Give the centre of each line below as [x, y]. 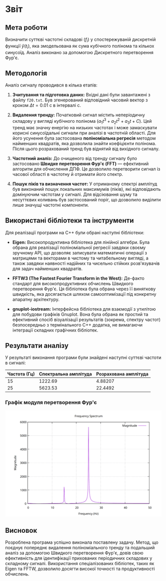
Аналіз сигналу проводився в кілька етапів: [51, 85]
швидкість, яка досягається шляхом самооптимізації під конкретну [84, 294]
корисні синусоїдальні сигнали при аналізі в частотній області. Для [84, 133]
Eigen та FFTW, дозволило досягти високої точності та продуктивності [80, 569]
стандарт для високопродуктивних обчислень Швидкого [73, 283]
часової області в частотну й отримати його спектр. [68, 174]
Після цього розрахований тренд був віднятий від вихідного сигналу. [86, 149]
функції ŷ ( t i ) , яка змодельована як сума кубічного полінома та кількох [80, 46]
